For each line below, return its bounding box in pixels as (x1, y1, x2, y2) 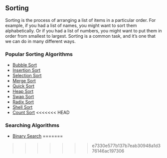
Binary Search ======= (12, 133, 63, 139)
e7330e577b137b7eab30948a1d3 (92, 143, 161, 149)
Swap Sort (12, 94, 34, 100)
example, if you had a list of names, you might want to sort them (5, 22, 137, 28)
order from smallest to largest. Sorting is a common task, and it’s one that (5, 33, 156, 39)
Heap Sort (12, 88, 34, 94)
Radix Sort (12, 99, 34, 105)
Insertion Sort (12, 67, 41, 74)
